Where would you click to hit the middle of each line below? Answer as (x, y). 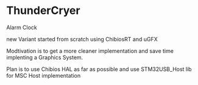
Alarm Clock (22, 27)
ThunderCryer (43, 11)
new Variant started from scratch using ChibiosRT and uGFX (82, 39)
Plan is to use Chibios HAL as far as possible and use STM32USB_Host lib (99, 69)
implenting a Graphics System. (45, 57)
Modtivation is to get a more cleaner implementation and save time (90, 51)
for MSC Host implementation (44, 75)
